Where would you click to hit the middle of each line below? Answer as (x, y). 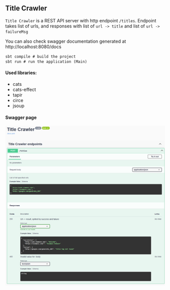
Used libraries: (21, 73)
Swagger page (21, 117)
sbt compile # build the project (41, 56)
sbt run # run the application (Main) (46, 61)
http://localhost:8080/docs (33, 46)
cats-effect (24, 90)
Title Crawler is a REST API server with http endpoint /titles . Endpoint (81, 20)
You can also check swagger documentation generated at (66, 41)
